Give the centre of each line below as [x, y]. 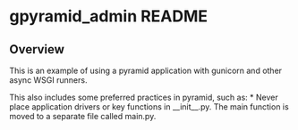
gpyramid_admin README [109, 16]
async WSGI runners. [48, 80]
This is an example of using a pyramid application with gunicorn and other [146, 70]
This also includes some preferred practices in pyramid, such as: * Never [144, 97]
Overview [37, 49]
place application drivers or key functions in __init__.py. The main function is [149, 107]
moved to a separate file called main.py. [83, 116]
